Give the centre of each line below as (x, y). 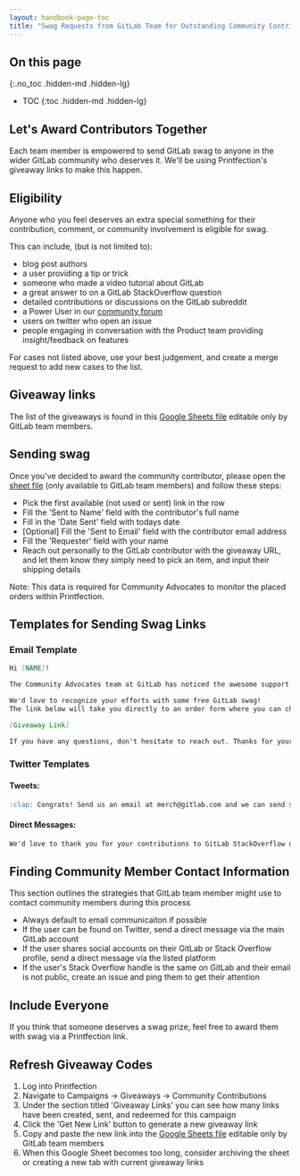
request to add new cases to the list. (76, 366)
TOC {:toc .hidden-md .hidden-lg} (84, 101)
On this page (46, 62)
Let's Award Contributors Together (108, 129)
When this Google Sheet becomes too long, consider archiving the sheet (156, 1153)
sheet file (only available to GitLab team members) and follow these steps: (146, 485)
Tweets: (25, 785)
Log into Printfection (59, 1086)
